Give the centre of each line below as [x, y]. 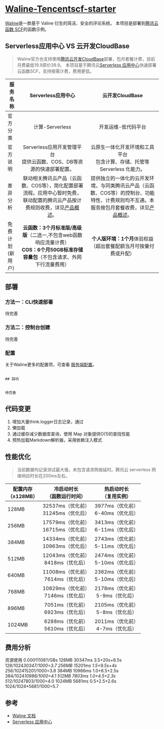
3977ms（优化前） [117, 506]
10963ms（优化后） [66, 546]
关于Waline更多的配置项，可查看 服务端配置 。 [51, 365]
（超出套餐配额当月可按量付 [123, 246]
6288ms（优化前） [66, 621]
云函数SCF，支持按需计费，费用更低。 [55, 71]
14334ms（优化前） [66, 539]
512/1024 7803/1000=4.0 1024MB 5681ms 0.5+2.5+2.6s [61, 681]
